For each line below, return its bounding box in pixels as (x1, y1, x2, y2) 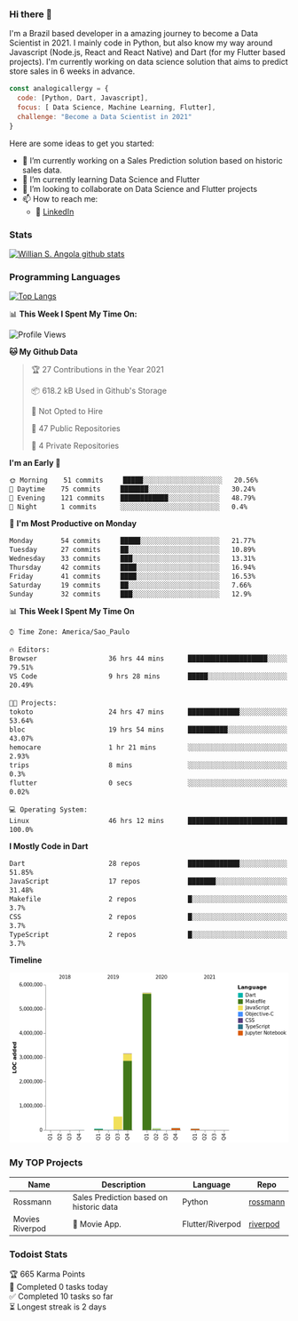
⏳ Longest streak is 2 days (9, 1301, 106, 1312)
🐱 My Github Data (9, 347, 78, 357)
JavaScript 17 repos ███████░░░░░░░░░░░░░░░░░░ (9, 877, 288, 886)
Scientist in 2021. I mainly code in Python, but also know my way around (9, 37, 273, 48)
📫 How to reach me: (21, 193, 98, 204)
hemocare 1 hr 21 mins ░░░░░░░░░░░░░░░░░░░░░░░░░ (9, 743, 288, 752)
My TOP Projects (9, 1156, 83, 1168)
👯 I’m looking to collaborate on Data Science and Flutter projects (21, 183, 258, 194)
